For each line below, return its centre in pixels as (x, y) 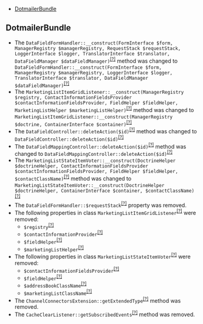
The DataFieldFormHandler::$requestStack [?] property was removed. (100, 205)
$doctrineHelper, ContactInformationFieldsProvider (81, 166)
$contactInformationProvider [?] (63, 234)
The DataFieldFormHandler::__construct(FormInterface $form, (94, 43)
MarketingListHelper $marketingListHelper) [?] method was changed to (104, 109)
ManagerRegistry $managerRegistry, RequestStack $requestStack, (98, 48)
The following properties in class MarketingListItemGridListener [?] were (105, 212)
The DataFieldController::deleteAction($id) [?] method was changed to (106, 131)
